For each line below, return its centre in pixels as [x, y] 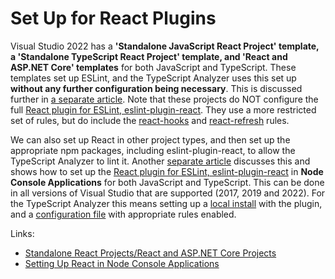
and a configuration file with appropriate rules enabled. [123, 214]
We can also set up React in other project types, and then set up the [150, 139]
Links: [22, 233]
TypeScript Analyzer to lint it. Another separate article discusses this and [160, 161]
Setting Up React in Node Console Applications [122, 263]
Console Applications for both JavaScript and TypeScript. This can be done [167, 182]
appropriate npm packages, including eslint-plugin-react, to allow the [153, 150]
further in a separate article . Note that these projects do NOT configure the [164, 99]
